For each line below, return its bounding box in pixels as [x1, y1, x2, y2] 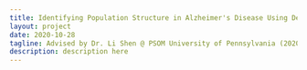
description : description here [9, 47, 129, 56]
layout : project [9, 22, 71, 31]
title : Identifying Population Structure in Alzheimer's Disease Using [9, 13, 288, 23]
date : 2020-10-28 [9, 30, 76, 39]
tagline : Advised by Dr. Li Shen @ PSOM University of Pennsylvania [9, 38, 276, 48]
